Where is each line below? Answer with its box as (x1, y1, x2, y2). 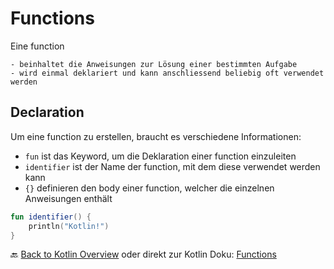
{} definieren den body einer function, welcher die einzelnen (24, 182, 275, 194)
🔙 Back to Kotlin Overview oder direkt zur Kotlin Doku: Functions (10, 248, 277, 261)
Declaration (10, 104, 85, 121)
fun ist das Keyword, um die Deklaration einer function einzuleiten (24, 150, 297, 162)
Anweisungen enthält (24, 192, 113, 204)
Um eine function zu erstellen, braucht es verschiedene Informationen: (10, 130, 302, 142)
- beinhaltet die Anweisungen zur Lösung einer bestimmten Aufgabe (10, 59, 298, 69)
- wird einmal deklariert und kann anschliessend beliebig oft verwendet (10, 68, 325, 78)
